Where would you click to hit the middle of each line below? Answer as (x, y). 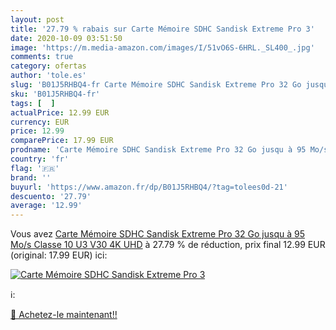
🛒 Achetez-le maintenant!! (64, 315)
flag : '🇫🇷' (35, 168)
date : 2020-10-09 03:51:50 (66, 38)
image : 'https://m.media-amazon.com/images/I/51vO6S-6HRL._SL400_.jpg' (162, 47)
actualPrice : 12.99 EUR (60, 112)
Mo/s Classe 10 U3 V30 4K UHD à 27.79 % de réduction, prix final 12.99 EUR (168, 245)
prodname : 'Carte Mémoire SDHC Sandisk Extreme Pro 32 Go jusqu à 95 (158, 150)
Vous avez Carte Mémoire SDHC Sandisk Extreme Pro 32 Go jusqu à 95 (158, 234)
